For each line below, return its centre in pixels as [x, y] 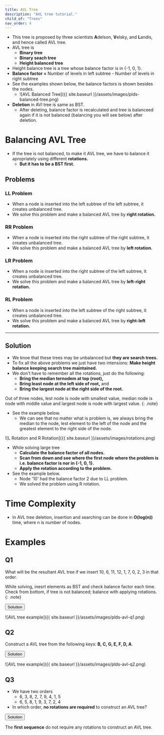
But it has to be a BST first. [47, 164]
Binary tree [31, 53]
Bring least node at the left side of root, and [64, 383]
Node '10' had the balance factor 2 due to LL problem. [74, 479]
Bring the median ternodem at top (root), [61, 378]
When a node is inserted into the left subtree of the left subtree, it [78, 204]
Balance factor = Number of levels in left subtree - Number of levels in [83, 73]
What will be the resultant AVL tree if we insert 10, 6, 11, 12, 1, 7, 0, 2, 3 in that [82, 572]
